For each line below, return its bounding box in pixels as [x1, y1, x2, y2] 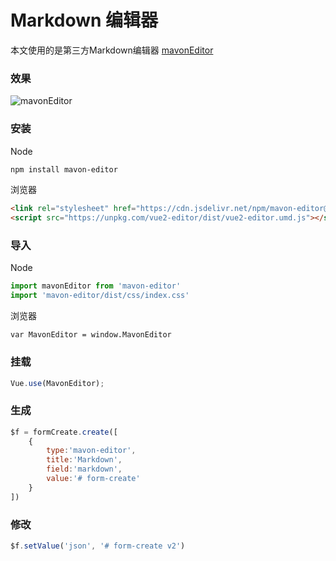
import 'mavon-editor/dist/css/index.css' [10, 291, 190, 301]
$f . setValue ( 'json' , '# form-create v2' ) [10, 541, 186, 551]
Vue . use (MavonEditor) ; [10, 378, 105, 388]
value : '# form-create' [46, 474, 141, 484]
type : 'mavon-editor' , [46, 446, 137, 456]
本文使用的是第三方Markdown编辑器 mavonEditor [10, 44, 214, 56]
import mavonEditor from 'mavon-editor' [10, 281, 182, 291]
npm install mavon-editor [10, 164, 118, 175]
